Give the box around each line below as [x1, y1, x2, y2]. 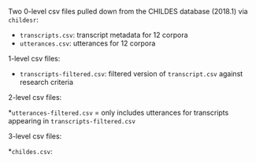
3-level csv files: [8, 131, 62, 141]
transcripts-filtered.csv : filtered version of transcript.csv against [19, 69, 243, 78]
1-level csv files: [8, 54, 61, 63]
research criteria [19, 78, 73, 87]
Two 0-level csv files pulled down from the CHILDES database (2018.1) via [8, 7, 248, 16]
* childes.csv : [8, 147, 53, 156]
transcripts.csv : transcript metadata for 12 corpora [19, 31, 188, 39]
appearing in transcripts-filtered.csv [8, 116, 136, 125]
